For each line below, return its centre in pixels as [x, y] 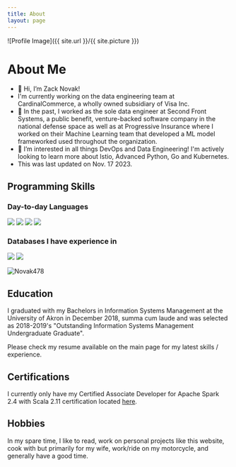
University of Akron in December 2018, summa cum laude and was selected [118, 318]
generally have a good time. [48, 456]
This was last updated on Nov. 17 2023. [75, 164]
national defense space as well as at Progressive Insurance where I [116, 126]
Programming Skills [51, 186]
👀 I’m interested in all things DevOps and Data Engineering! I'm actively [121, 149]
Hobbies [26, 423]
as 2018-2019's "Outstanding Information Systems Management [101, 326]
